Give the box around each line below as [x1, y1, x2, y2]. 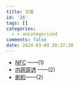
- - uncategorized [11, 31, 58, 37]
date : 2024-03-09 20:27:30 [6, 43, 74, 49]
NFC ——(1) [14, 58, 44, 66]
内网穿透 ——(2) [14, 66, 56, 73]
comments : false [6, 37, 47, 43]
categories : [6, 25, 36, 32]
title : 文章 [6, 8, 34, 15]
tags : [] [6, 20, 28, 26]
